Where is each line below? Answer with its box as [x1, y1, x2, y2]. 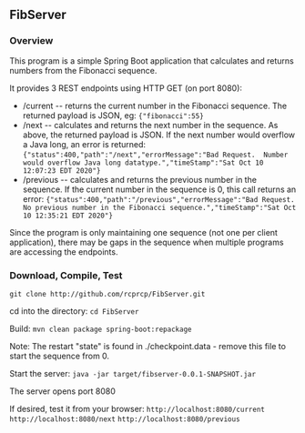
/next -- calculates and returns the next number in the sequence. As [22, 119, 279, 130]
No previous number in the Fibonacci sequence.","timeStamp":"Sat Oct [22, 203, 297, 212]
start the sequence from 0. [9, 350, 110, 361]
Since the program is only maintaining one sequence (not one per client [9, 227, 278, 237]
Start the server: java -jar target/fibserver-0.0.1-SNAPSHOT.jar [9, 368, 257, 378]
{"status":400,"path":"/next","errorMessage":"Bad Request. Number [22, 150, 289, 159]
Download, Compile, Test [9, 268, 123, 281]
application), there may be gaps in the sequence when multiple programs [9, 237, 284, 247]
